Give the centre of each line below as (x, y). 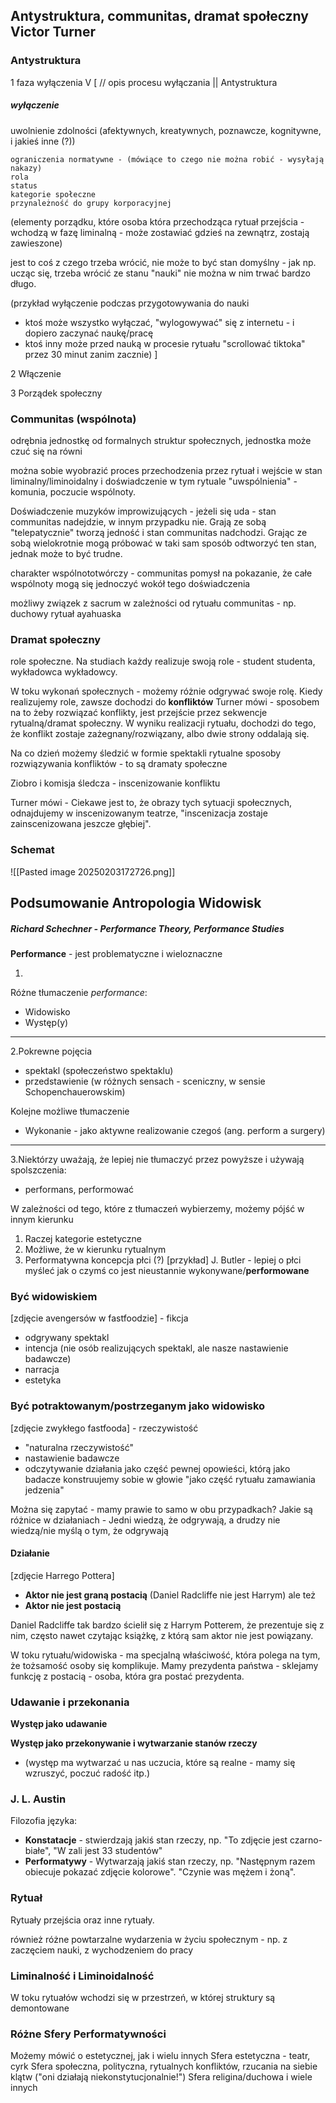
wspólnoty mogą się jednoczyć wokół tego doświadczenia (130, 583)
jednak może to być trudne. (66, 553)
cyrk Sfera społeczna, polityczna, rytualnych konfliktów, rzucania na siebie (164, 2066)
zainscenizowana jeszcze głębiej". (81, 824)
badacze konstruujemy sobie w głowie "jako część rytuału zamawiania (170, 1479)
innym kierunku (42, 1219)
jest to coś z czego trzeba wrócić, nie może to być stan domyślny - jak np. (163, 262)
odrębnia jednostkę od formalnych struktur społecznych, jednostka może (161, 440)
